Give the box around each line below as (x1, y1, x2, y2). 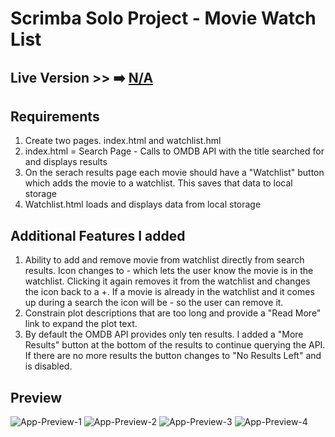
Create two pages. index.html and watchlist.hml (24, 135, 222, 147)
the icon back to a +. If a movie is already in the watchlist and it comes (24, 286, 315, 298)
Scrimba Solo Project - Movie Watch (10, 7, 317, 30)
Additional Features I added (10, 227, 186, 244)
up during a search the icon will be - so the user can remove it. (24, 297, 284, 309)
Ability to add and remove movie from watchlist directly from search (24, 254, 305, 266)
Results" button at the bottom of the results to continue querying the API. (24, 339, 326, 351)
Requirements (10, 108, 100, 125)
